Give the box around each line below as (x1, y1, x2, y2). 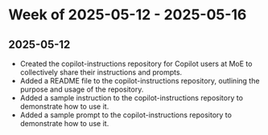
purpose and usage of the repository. (19, 84, 144, 94)
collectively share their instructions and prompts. (19, 67, 183, 77)
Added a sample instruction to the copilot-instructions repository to (19, 93, 244, 102)
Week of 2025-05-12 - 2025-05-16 (8, 6, 247, 24)
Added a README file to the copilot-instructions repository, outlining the (19, 76, 260, 85)
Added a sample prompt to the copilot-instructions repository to (19, 110, 232, 120)
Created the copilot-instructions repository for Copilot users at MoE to (19, 59, 253, 68)
